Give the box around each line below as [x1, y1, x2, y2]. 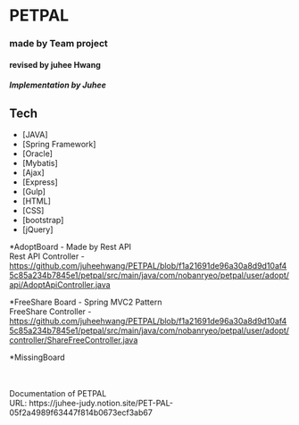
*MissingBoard [9, 352, 65, 362]
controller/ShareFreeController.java [9, 335, 138, 346]
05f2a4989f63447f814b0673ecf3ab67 [9, 407, 154, 418]
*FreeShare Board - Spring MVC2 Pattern [9, 296, 162, 308]
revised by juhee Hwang [9, 59, 101, 70]
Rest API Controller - [9, 251, 85, 262]
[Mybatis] [21, 158, 58, 169]
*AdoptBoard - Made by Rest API [9, 242, 132, 253]
